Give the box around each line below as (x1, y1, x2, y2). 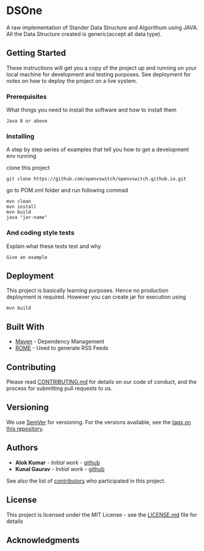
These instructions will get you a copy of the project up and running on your (6, 64, 197, 71)
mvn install (6, 204, 37, 210)
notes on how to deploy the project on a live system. (6, 77, 138, 84)
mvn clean (6, 199, 32, 205)
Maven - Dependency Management (15, 338, 105, 345)
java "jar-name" (6, 215, 47, 221)
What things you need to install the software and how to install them (6, 106, 177, 113)
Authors (6, 443, 38, 453)
